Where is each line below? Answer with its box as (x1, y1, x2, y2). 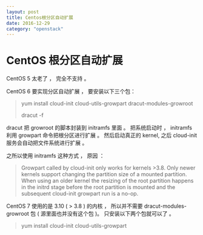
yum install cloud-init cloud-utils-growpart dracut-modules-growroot (21, 100, 193, 107)
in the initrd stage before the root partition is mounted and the (21, 184, 176, 191)
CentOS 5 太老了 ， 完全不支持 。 (6, 75, 90, 82)
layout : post (6, 8, 39, 15)
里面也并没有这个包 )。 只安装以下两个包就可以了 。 (45, 210, 175, 217)
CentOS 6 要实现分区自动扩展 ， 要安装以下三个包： (6, 88, 136, 95)
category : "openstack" (6, 25, 64, 32)
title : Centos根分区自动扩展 (6, 15, 74, 21)
